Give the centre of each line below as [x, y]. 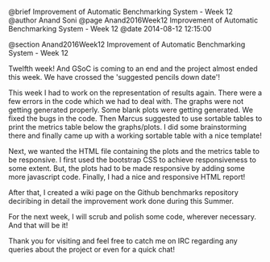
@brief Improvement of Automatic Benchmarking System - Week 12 [121, 12]
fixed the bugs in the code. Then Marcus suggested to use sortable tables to [135, 119]
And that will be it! [38, 225]
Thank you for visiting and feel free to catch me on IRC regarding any [123, 241]
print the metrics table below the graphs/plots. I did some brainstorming [128, 127]
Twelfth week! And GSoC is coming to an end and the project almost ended [133, 69]
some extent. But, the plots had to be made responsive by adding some [127, 168]
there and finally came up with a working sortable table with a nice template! [135, 135]
